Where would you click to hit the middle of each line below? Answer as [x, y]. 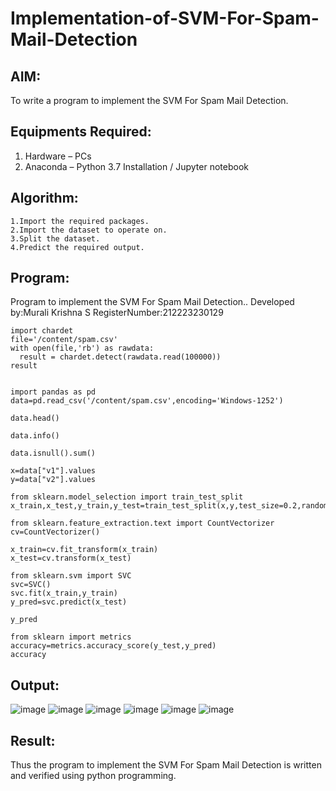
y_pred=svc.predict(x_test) [69, 602]
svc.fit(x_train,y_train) [64, 593]
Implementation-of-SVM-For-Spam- [165, 18]
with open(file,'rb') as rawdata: [82, 348]
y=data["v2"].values [53, 480]
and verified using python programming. [93, 776]
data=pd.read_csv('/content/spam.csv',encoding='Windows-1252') [147, 401]
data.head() [35, 418]
